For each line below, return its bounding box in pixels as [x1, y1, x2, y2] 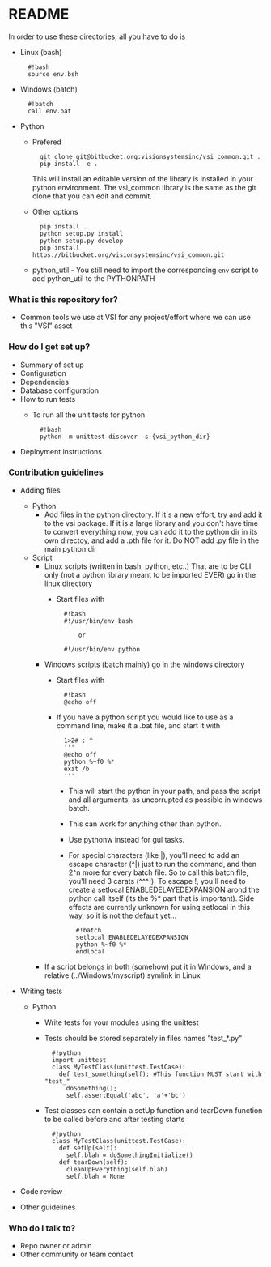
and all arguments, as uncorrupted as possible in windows [68, 795, 263, 804]
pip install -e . [39, 160, 99, 168]
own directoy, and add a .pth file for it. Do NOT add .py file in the [44, 535, 260, 545]
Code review [19, 1186, 63, 1196]
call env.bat [28, 107, 72, 115]
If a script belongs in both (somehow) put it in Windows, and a [44, 962, 252, 971]
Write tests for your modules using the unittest [44, 1017, 199, 1027]
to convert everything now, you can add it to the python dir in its [44, 527, 258, 536]
